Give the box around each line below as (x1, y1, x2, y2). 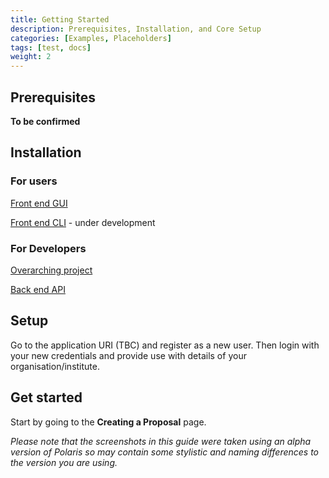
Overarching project (10, 264, 93, 276)
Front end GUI (10, 197, 68, 209)
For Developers (10, 241, 87, 255)
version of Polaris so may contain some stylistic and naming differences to (10, 446, 320, 458)
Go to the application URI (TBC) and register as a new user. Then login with (10, 339, 320, 351)
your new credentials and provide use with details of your (10, 349, 247, 361)
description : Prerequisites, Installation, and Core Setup (10, 24, 262, 34)
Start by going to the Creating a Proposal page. (10, 416, 207, 428)
